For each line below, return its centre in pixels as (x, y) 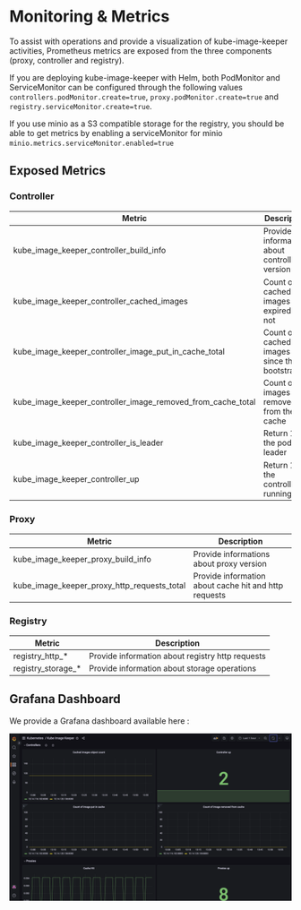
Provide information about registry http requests (177, 656)
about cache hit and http (238, 586)
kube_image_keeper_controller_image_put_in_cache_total (119, 351)
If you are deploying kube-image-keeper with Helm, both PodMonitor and (145, 77)
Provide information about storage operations (173, 668)
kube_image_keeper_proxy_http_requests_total (99, 586)
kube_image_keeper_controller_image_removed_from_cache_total (134, 402)
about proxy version (230, 564)
